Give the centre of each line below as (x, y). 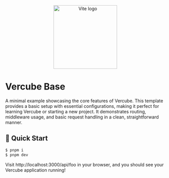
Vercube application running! (36, 170)
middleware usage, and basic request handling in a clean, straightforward (82, 117)
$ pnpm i (14, 150)
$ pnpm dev (17, 155)
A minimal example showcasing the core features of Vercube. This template (84, 101)
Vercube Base (35, 87)
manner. (14, 122)
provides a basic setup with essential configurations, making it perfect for (82, 106)
